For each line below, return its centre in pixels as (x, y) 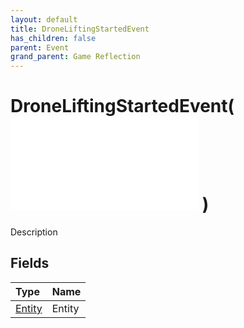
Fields (30, 263)
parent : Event (40, 47)
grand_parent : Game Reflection (75, 57)
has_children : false (53, 38)
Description (34, 232)
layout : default (44, 19)
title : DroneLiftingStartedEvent (80, 29)
